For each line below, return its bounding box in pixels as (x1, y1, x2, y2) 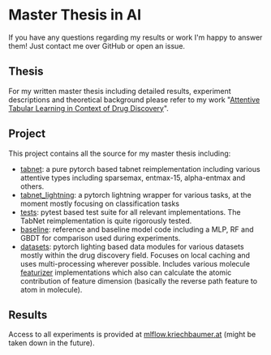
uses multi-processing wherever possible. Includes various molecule (19, 259, 250, 268)
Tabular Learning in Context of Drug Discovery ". (8, 103, 169, 113)
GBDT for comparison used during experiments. (19, 233, 181, 242)
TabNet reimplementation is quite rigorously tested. (19, 216, 192, 225)
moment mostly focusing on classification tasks (19, 199, 180, 208)
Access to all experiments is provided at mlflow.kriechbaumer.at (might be (8, 330, 256, 340)
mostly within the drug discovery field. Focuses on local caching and (19, 250, 250, 260)
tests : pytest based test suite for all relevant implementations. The (19, 207, 241, 216)
